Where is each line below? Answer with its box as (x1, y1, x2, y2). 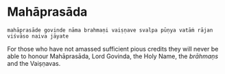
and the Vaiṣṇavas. (7, 59, 61, 67)
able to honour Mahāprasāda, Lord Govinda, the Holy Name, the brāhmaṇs (7, 52, 218, 60)
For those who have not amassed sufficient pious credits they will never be (7, 45, 219, 53)
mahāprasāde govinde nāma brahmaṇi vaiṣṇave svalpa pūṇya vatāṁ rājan (7, 27, 213, 34)
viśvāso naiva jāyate (7, 32, 69, 40)
